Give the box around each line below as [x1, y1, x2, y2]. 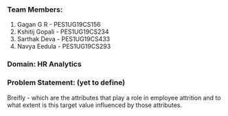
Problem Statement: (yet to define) [7, 78, 126, 87]
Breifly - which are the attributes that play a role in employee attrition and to [7, 93, 221, 102]
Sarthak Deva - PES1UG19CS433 [16, 35, 111, 43]
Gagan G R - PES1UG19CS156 [16, 21, 101, 29]
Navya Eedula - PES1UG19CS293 [16, 43, 111, 51]
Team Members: [7, 5, 63, 14]
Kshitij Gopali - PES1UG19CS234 [16, 27, 109, 36]
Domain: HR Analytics [7, 60, 82, 69]
